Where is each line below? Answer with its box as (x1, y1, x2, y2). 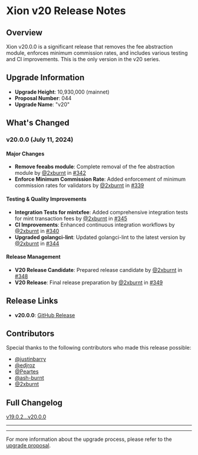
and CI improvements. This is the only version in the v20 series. (6, 56, 160, 62)
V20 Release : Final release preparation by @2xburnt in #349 (14, 278, 163, 286)
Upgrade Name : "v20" (14, 101, 70, 108)
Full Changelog (6, 397, 63, 407)
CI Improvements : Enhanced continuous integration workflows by (14, 221, 175, 228)
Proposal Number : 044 (14, 94, 72, 101)
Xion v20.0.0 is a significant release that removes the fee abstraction (6, 43, 173, 50)
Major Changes (6, 150, 45, 157)
